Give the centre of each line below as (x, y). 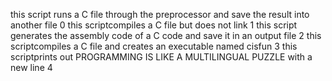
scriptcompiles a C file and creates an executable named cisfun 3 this (154, 46)
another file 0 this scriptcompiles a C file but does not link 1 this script (154, 25)
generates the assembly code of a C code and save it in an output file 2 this (166, 35)
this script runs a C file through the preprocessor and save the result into (160, 14)
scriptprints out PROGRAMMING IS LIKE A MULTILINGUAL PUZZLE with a (161, 57)
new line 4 (31, 67)
